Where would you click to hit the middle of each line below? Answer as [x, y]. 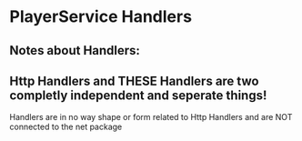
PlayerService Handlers [101, 17]
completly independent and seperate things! [138, 95]
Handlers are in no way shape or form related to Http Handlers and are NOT [151, 117]
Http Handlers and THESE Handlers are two [134, 81]
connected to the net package [66, 127]
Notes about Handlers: [75, 50]
